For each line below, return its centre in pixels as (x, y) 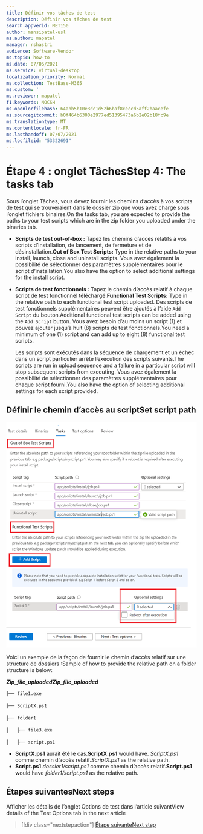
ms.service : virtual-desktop (43, 70)
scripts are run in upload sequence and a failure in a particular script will (105, 365)
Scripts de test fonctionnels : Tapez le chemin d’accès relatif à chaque (104, 289)
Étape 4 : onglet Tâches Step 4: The (96, 171)
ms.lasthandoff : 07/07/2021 (42, 134)
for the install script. (40, 277)
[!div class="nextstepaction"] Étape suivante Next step (89, 824)
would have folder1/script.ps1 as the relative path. (77, 773)
